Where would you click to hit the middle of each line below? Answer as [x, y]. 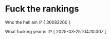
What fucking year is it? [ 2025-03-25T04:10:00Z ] [56, 31]
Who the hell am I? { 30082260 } [38, 22]
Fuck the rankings [42, 9]
